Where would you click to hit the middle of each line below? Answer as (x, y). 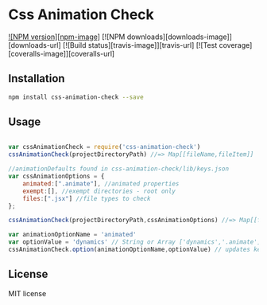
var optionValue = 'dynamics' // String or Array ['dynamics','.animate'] (135, 242)
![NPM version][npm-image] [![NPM (67, 37)
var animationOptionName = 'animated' (72, 235)
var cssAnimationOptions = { (56, 177)
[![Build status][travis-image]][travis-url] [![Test (140, 45)
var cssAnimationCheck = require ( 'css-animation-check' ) (104, 147)
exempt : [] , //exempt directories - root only (99, 191)
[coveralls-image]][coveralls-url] (62, 53)
